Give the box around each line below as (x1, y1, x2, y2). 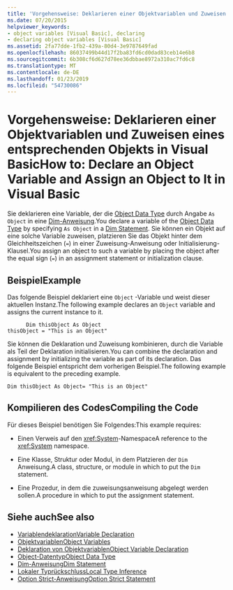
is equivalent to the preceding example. (7, 370, 121, 378)
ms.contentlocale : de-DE (7, 69, 80, 76)
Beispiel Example (7, 274, 82, 286)
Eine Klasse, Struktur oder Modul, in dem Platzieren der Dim (17, 455, 188, 463)
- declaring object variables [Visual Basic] (7, 36, 142, 43)
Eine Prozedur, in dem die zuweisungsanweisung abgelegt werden (17, 484, 209, 492)
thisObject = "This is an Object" (7, 328, 108, 335)
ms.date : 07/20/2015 (7, 17, 68, 24)
